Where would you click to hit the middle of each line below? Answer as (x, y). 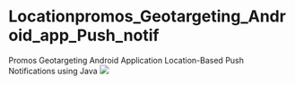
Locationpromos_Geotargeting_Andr (147, 17)
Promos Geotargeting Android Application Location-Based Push (126, 60)
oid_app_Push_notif (84, 35)
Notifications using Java (53, 71)
